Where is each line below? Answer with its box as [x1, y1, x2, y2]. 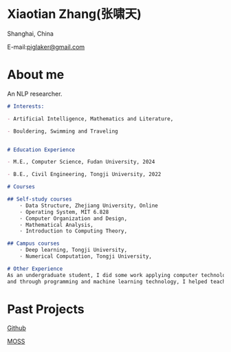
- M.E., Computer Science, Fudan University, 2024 [7, 159, 155, 166]
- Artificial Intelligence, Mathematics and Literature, [7, 115, 174, 122]
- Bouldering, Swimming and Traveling [7, 128, 118, 135]
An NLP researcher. [7, 89, 63, 98]
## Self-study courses [7, 196, 72, 203]
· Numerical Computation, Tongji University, [19, 253, 153, 260]
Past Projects [7, 301, 85, 317]
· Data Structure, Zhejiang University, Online [19, 202, 158, 209]
